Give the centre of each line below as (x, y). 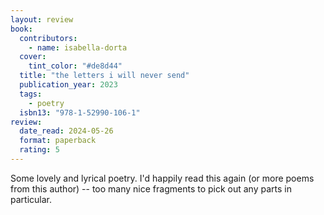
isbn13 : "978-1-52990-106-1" (80, 112)
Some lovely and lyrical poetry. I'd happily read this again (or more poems (162, 178)
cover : (33, 57)
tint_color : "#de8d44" (75, 66)
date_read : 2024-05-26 (66, 131)
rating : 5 (39, 150)
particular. (31, 199)
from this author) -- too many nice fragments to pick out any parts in (151, 188)
